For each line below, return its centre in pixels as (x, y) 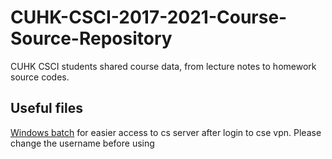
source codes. (40, 77)
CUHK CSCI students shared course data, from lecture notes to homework (163, 66)
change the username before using (82, 143)
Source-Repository (91, 38)
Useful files (46, 108)
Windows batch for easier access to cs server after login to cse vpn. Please (166, 132)
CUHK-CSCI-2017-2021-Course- (149, 17)
